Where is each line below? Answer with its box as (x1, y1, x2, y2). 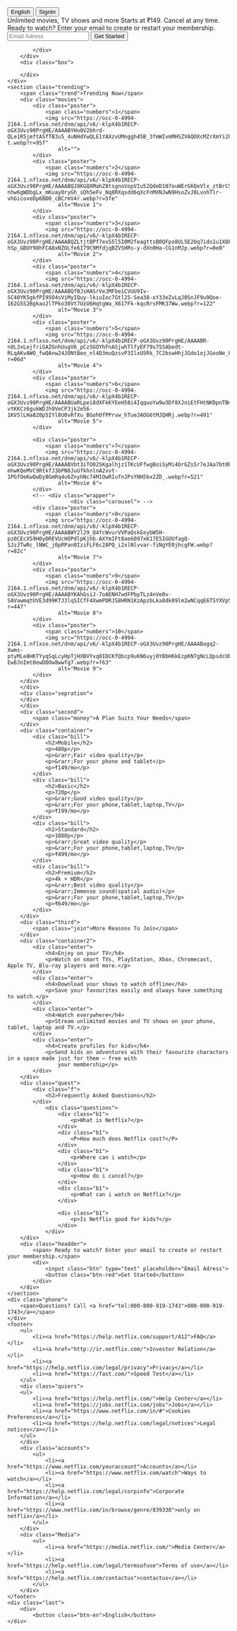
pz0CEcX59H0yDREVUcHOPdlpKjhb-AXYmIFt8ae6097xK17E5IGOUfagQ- (7, 535, 191, 542)
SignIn (38, 8, 56, 16)
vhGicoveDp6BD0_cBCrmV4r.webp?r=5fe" (7, 195, 119, 202)
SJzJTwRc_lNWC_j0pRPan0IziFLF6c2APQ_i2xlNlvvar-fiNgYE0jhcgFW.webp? (7, 542, 213, 549)
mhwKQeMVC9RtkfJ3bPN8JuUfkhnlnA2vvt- (7, 467, 119, 474)
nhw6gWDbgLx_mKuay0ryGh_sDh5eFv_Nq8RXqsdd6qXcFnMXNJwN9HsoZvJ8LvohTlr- (7, 189, 222, 196)
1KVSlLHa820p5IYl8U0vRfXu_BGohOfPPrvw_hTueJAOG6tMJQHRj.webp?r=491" (7, 411, 213, 419)
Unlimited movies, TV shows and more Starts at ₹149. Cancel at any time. (7, 16, 220, 24)
